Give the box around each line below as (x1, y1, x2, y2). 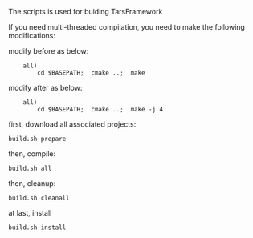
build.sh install (8, 224, 67, 232)
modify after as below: (8, 83, 83, 92)
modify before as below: (8, 46, 89, 55)
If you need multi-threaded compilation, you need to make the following (8, 22, 245, 31)
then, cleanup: (8, 179, 56, 188)
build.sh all (8, 164, 52, 172)
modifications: (8, 31, 56, 40)
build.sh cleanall (8, 194, 70, 202)
